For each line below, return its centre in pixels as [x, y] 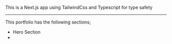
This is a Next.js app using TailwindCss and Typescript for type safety [79, 7]
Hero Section [27, 32]
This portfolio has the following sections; [48, 22]
